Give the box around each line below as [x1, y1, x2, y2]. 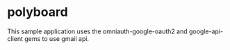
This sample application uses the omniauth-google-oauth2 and [7, 27, 188, 35]
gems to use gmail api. [24, 34, 89, 42]
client [7, 34, 23, 42]
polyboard [7, 4, 68, 20]
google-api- [188, 27, 224, 35]
